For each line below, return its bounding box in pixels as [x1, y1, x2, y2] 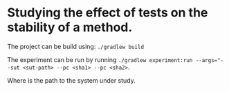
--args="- [195, 57, 224, 63]
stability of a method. [7, 19, 133, 35]
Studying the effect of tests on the [7, 5, 208, 21]
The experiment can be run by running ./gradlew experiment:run [7, 55, 193, 63]
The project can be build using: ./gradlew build [7, 42, 144, 50]
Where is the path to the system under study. [7, 76, 136, 84]
